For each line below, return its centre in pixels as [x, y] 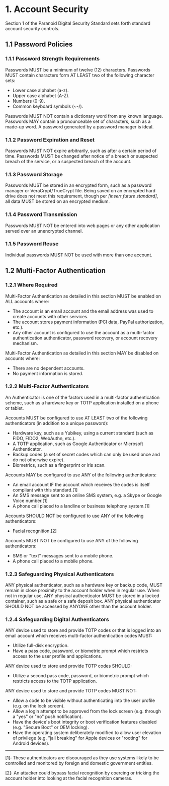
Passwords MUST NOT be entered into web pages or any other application [82, 226]
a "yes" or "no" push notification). [48, 717]
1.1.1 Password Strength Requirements [52, 59]
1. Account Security [47, 9]
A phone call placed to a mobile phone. [53, 561]
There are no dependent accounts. [48, 368]
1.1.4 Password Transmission [41, 215]
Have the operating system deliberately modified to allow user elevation [87, 733]
